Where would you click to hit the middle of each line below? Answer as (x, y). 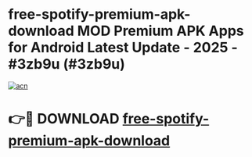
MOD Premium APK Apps (160, 31)
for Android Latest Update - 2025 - (123, 48)
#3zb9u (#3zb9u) (67, 64)
